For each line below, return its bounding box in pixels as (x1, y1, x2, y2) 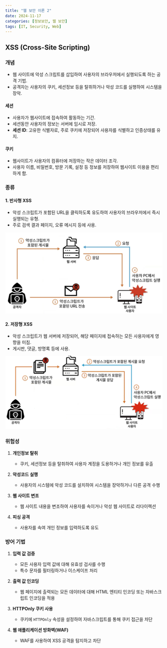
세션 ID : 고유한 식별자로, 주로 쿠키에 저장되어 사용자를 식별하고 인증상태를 (12, 127, 156, 133)
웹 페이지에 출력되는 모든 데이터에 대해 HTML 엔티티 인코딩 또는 (19, 589, 145, 595)
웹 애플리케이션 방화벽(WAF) (12, 627, 68, 633)
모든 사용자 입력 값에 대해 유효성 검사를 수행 (19, 561, 105, 567)
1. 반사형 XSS (5, 197, 32, 203)
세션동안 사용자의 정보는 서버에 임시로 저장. (12, 121, 97, 127)
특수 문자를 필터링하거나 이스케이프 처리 (19, 567, 98, 573)
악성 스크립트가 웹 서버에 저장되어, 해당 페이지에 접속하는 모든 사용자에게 (12, 333, 154, 339)
